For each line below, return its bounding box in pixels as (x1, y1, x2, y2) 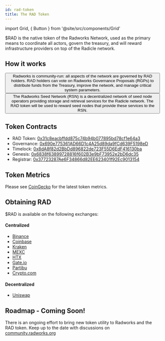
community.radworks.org (5, 330, 56, 336)
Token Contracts (5, 122, 57, 131)
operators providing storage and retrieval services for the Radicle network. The (11, 99, 154, 104)
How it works (5, 60, 46, 68)
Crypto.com (12, 270, 37, 276)
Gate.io (12, 259, 27, 265)
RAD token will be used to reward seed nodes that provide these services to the (10, 103, 155, 108)
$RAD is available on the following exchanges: (5, 211, 99, 217)
